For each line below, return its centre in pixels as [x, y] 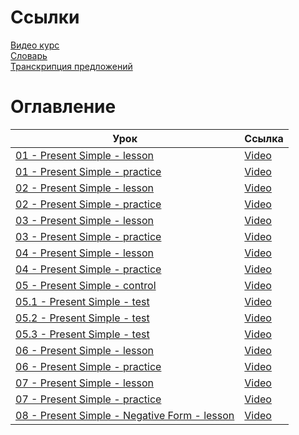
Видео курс [35, 45]
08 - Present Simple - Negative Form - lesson [125, 415]
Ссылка [264, 138]
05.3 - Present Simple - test [82, 334]
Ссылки [45, 17]
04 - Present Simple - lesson [85, 253]
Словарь [29, 55]
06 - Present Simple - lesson [85, 350]
